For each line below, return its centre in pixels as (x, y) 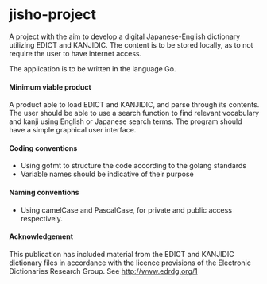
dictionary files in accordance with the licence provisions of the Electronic (130, 263)
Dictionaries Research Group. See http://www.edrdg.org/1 (103, 271)
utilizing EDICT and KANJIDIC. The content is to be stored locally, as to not (131, 44)
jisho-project (53, 15)
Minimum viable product (50, 87)
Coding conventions (43, 148)
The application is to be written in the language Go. (93, 68)
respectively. (41, 218)
